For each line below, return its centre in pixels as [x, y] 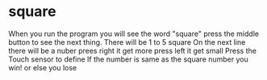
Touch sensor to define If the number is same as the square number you [128, 59]
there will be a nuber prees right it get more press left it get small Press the [132, 50]
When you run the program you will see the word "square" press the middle [134, 34]
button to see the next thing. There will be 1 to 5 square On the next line [127, 42]
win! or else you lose [43, 67]
